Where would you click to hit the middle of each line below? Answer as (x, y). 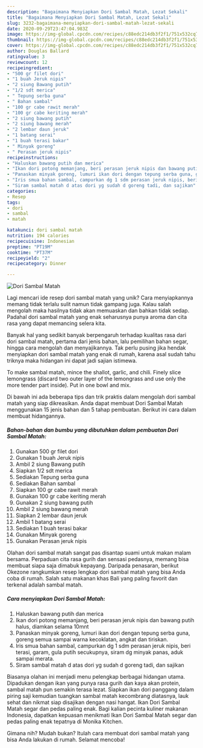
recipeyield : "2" (29, 258)
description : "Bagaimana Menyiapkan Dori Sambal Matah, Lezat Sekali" (97, 12)
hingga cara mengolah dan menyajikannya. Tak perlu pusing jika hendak (96, 348)
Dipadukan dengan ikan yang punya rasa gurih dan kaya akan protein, (94, 683)
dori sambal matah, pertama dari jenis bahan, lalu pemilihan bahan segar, (98, 342)
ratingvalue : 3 (26, 57)
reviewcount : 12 (27, 62)
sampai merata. (35, 659)
